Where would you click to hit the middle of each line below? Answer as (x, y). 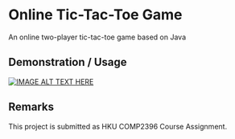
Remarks (31, 107)
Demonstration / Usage (68, 62)
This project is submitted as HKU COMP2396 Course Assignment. (118, 126)
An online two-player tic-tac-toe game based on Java (97, 37)
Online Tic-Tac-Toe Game (95, 15)
